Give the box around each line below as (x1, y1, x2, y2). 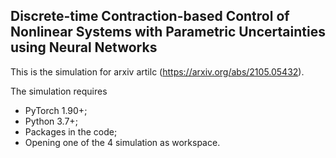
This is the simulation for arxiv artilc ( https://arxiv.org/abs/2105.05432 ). (10, 65, 305, 78)
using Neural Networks (10, 39, 158, 56)
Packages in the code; (24, 125, 118, 138)
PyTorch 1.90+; (24, 104, 88, 116)
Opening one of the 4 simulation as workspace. (24, 136, 221, 148)
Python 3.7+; (24, 115, 78, 127)
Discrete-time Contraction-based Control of (10, 8, 290, 25)
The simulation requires (10, 85, 108, 97)
